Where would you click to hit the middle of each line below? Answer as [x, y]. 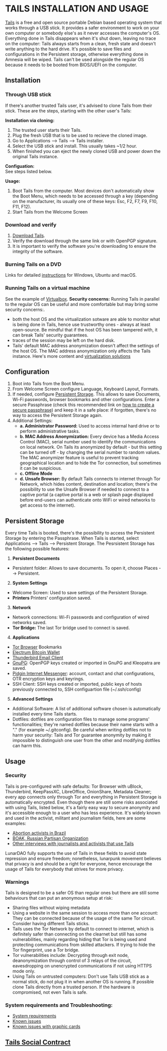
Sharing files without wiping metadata [51, 908]
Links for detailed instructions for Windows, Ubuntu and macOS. [71, 275]
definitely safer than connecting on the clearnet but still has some [80, 934]
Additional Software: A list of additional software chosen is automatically [86, 709]
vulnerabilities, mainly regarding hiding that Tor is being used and [79, 940]
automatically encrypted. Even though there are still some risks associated [81, 802]
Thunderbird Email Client [38, 658]
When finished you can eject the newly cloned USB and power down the [86, 151]
